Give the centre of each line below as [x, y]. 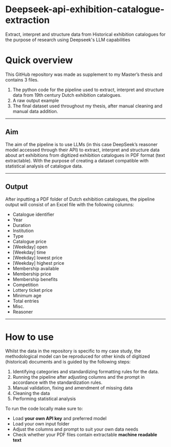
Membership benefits [35, 279]
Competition [26, 285]
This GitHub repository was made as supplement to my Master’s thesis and [84, 74]
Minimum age [27, 295]
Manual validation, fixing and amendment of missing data [73, 388]
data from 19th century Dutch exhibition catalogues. [67, 95]
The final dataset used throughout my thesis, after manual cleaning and [88, 106]
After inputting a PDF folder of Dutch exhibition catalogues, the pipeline [80, 199]
